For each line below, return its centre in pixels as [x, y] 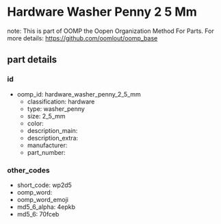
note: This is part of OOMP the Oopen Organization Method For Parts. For [110, 31]
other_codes [28, 170]
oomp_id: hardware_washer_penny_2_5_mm [79, 94]
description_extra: [53, 138]
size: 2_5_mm [47, 116]
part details [32, 60]
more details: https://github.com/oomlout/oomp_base [82, 38]
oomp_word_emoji [43, 199]
